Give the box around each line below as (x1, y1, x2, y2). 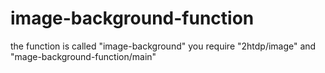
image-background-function (10, 7, 255, 30)
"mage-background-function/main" (10, 50, 157, 62)
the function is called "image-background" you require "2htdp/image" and (10, 40, 317, 52)
